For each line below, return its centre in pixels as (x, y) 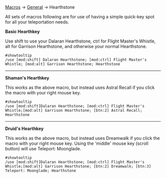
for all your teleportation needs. (37, 22)
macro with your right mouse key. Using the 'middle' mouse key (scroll (77, 143)
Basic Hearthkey (22, 31)
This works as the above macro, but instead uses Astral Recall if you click (80, 88)
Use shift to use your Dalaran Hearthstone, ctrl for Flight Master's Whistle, (80, 41)
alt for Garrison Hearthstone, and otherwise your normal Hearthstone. (76, 46)
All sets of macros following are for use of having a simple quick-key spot (80, 17)
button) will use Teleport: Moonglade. (43, 149)
